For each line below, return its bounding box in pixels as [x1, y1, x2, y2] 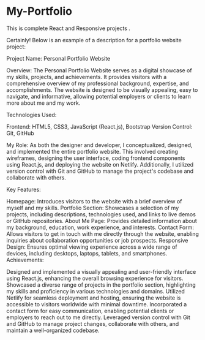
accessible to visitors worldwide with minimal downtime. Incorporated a [6, 300, 187, 308]
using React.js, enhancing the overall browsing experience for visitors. [6, 274, 184, 282]
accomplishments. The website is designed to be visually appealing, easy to [6, 86, 198, 93]
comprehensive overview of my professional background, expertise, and [6, 80, 189, 87]
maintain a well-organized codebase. [6, 327, 100, 334]
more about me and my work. [6, 99, 81, 107]
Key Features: [6, 186, 41, 193]
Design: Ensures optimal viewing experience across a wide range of [6, 243, 177, 251]
